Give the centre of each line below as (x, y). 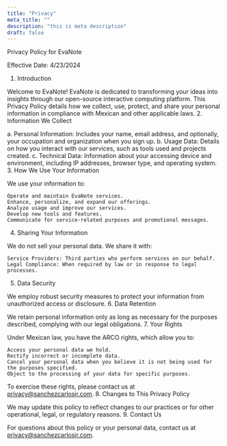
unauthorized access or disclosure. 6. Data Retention (82, 304)
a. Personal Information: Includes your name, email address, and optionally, (113, 134)
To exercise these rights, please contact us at (71, 386)
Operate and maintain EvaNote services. (66, 196)
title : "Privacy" (32, 13)
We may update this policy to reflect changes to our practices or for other (110, 407)
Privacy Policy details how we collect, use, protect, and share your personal (113, 106)
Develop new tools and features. (55, 214)
